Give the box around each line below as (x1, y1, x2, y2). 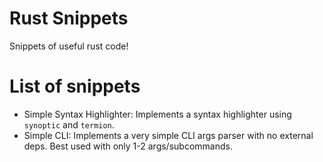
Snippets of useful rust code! (9, 40, 129, 52)
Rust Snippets (9, 7, 129, 30)
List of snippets (9, 75, 141, 98)
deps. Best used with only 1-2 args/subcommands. (23, 140, 233, 152)
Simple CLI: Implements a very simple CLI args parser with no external (23, 129, 314, 141)
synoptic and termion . (23, 118, 115, 131)
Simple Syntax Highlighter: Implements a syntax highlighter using (23, 108, 292, 120)
